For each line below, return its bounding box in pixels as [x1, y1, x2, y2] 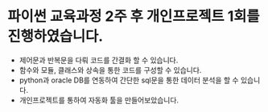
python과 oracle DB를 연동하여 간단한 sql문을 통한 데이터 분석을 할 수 [19, 75, 239, 85]
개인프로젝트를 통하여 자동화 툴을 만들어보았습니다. [19, 95, 179, 105]
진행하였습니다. [7, 27, 104, 46]
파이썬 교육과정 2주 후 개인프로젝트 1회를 [7, 7, 260, 26]
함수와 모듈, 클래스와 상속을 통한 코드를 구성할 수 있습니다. [19, 65, 202, 74]
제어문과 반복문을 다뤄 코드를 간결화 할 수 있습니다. [19, 55, 179, 65]
